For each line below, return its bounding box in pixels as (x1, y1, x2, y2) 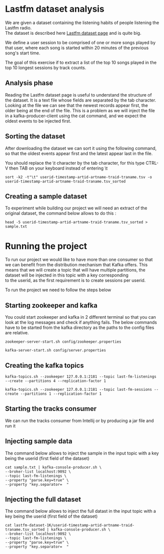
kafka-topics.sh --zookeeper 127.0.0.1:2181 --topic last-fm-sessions (5, 387, 152, 392)
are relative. (5, 330, 29, 336)
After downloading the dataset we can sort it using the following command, (5, 145, 157, 151)
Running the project (5, 240, 87, 252)
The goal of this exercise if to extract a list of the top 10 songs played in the (5, 59, 157, 65)
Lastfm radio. (5, 25, 32, 30)
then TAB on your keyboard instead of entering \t (9, 165, 108, 171)
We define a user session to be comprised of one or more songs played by (5, 39, 156, 45)
